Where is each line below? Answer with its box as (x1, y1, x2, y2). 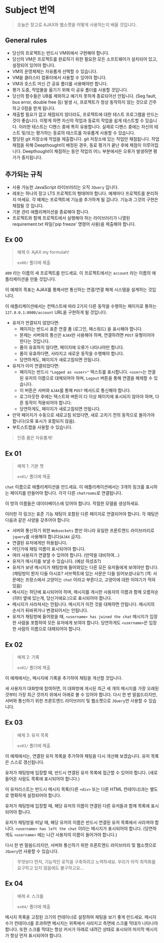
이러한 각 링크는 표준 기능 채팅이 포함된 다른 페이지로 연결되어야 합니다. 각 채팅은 (5, 511, 159, 517)
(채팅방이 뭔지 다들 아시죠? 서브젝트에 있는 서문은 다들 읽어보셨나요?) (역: (12, 571, 152, 577)
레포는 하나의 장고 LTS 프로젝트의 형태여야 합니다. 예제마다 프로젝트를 (12, 190, 145, 196)
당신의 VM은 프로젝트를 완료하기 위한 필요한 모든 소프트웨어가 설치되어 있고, (12, 56, 158, 62)
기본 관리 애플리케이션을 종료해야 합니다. (12, 208, 90, 214)
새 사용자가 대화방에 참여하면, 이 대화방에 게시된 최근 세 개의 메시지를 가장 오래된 (5, 685, 159, 691)
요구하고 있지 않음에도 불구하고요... (17, 865, 84, 871)
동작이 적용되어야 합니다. (24, 400, 72, 406)
